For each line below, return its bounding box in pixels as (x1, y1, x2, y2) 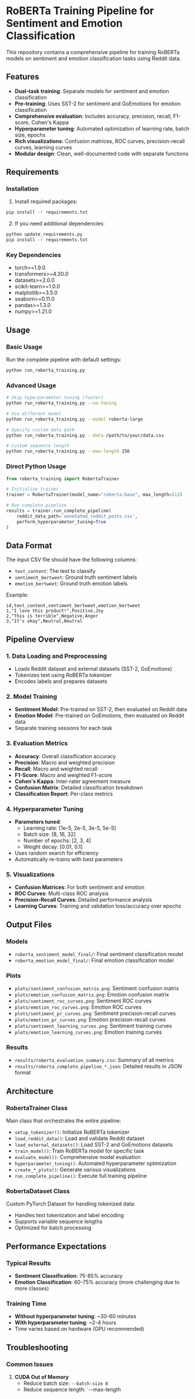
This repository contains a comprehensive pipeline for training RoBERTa (6, 48, 180, 55)
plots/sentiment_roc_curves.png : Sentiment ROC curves (14, 997, 152, 1004)
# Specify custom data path (6, 427, 75, 433)
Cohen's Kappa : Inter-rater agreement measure (14, 778, 131, 785)
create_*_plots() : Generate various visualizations (14, 1166, 136, 1173)
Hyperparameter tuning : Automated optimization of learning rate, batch (14, 125, 190, 132)
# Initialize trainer (6, 487, 59, 492)
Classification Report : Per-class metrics (14, 790, 113, 797)
